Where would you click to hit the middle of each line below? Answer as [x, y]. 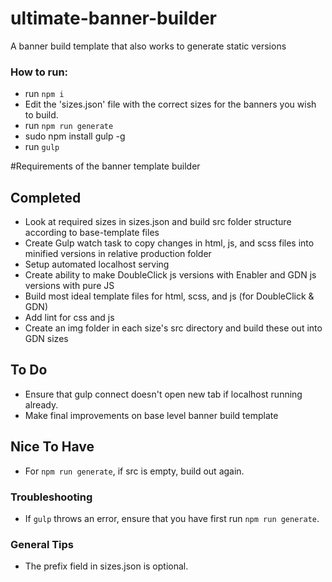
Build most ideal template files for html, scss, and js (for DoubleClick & [169, 296]
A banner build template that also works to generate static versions [148, 46]
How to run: [39, 72]
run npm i [44, 94]
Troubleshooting [51, 497]
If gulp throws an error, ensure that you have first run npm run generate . [172, 518]
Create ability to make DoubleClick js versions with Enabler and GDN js [170, 275]
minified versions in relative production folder [118, 254]
